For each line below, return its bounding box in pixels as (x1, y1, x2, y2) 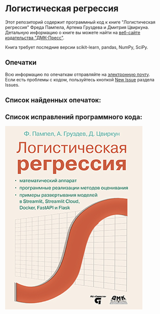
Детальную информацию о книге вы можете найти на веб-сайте (5, 29, 140, 35)
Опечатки (5, 58, 37, 67)
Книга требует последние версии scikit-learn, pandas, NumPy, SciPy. (5, 44, 148, 50)
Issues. (5, 82, 20, 88)
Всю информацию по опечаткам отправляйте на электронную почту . (5, 72, 150, 77)
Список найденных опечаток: (5, 96, 101, 104)
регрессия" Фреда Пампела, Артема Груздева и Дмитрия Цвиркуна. (5, 24, 149, 30)
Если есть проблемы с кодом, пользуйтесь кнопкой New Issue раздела (5, 76, 155, 82)
